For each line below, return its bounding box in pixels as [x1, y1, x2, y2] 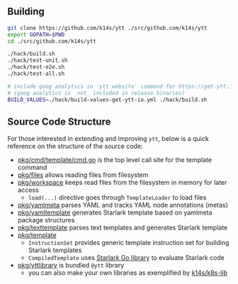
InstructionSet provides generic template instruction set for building [28, 239, 229, 247]
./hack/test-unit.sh [7, 57, 69, 64]
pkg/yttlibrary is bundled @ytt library [17, 261, 125, 270]
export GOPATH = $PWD [7, 31, 65, 38]
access [17, 186, 39, 194]
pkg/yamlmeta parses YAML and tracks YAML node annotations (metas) [17, 201, 229, 210]
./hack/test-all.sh [7, 70, 65, 77]
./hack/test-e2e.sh [7, 64, 65, 71]
